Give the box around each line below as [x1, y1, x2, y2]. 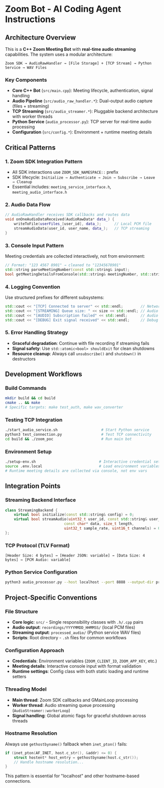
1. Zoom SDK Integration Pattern [5, 158, 83, 165]
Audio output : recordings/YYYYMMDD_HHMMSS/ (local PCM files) [12, 624, 136, 630]
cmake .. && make [5, 400, 41, 405]
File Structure [5, 608, 38, 615]
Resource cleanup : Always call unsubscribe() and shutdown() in [12, 351, 142, 357]
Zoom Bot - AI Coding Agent [5, 3, 122, 15]
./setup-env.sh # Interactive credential [5, 459, 152, 464]
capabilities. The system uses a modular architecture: [5, 51, 113, 57]
